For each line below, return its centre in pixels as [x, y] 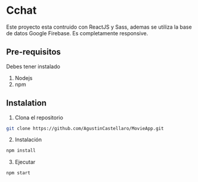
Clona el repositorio [39, 118]
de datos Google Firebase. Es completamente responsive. [77, 33]
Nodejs [24, 78]
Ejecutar [25, 162]
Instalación [28, 140]
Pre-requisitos [34, 52]
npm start [18, 173]
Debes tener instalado [33, 66]
